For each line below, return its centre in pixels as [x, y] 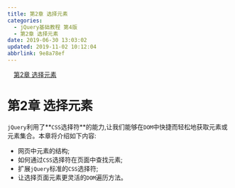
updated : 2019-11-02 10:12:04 [52, 47]
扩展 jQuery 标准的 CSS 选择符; [58, 168]
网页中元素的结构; [44, 150]
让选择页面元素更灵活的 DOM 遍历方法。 [72, 177]
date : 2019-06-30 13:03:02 [47, 40]
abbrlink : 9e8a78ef [36, 54]
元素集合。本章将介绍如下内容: [52, 136]
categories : [25, 21]
